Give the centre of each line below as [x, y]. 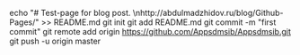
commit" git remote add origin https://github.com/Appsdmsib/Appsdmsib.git [150, 31]
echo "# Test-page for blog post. [70, 13]
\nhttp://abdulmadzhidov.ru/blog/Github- [208, 13]
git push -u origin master [55, 41]
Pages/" [24, 22]
